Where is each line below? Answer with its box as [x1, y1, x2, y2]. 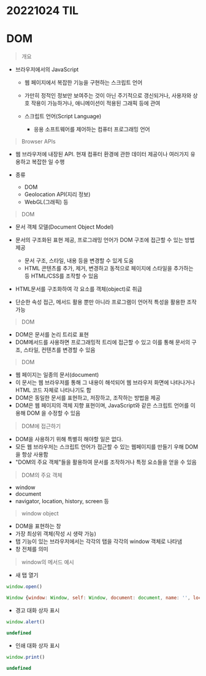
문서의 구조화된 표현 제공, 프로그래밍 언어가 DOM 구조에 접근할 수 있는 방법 [15, 237, 195, 244]
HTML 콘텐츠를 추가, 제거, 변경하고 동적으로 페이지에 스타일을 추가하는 [24, 265, 194, 272]
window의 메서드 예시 [21, 558, 75, 566]
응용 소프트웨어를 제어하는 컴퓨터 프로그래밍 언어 [33, 126, 150, 133]
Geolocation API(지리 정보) [24, 191, 91, 198]
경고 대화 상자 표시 [15, 606, 60, 613]
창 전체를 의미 [15, 545, 48, 553]
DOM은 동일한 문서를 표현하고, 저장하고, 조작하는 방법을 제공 [15, 394, 161, 401]
